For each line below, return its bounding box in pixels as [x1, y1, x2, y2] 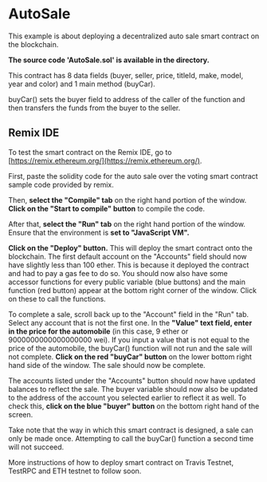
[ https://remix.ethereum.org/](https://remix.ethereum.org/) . [8, 156, 202, 165]
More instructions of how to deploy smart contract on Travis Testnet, [8, 457, 234, 467]
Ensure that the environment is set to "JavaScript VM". [8, 227, 190, 237]
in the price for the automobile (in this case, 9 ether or [8, 326, 189, 336]
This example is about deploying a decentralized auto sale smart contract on [8, 31, 260, 41]
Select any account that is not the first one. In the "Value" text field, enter [8, 318, 253, 327]
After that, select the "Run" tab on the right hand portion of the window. [8, 219, 245, 228]
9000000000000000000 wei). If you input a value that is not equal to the [8, 334, 249, 344]
